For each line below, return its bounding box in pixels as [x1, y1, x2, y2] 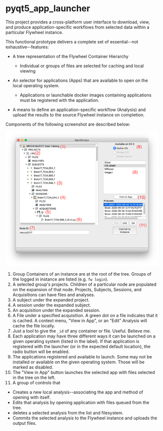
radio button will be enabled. [12, 349, 70, 355]
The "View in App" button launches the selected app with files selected [12, 369, 155, 375]
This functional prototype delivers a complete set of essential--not [5, 38, 139, 44]
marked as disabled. [12, 364, 53, 370]
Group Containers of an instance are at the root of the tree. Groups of [12, 271, 152, 277]
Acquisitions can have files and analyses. [12, 292, 95, 298]
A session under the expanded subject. [12, 302, 91, 308]
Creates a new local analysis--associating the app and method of [12, 389, 144, 395]
